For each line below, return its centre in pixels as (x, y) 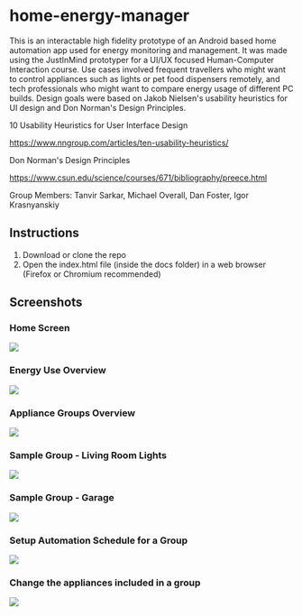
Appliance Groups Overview (73, 413)
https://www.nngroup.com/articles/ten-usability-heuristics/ (119, 143)
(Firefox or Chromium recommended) (92, 274)
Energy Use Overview (58, 371)
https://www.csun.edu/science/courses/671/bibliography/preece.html (138, 178)
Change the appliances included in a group (105, 583)
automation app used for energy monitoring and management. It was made (148, 50)
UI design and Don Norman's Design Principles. (98, 107)
